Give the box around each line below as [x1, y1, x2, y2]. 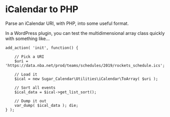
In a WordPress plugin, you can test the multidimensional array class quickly [5, 30, 165, 36]
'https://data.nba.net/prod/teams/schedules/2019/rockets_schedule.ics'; [5, 63, 165, 68]
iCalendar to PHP [5, 4, 79, 15]
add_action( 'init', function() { [5, 45, 79, 50]
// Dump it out [14, 98, 47, 103]
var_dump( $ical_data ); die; [14, 103, 79, 108]
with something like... [5, 35, 50, 42]
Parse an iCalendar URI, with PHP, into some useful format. [5, 20, 129, 26]
